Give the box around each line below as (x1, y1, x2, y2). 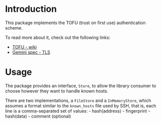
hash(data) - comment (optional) (5, 113, 71, 119)
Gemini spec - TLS (12, 49, 51, 55)
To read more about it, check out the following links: (5, 34, 111, 40)
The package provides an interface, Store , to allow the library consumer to (5, 83, 157, 89)
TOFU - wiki (12, 44, 37, 50)
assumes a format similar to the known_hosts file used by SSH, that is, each (5, 102, 157, 109)
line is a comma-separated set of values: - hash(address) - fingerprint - (5, 108, 151, 114)
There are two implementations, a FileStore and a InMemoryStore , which (5, 97, 151, 103)
